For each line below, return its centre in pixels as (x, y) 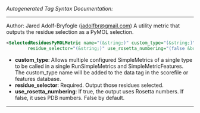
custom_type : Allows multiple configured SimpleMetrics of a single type (104, 59)
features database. (38, 79)
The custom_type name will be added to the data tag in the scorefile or (101, 72)
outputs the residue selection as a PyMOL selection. (70, 32)
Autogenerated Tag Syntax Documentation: (60, 9)
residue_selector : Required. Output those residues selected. (89, 85)
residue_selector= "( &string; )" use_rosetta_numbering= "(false (106, 48)
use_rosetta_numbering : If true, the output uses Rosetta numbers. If (99, 91)
